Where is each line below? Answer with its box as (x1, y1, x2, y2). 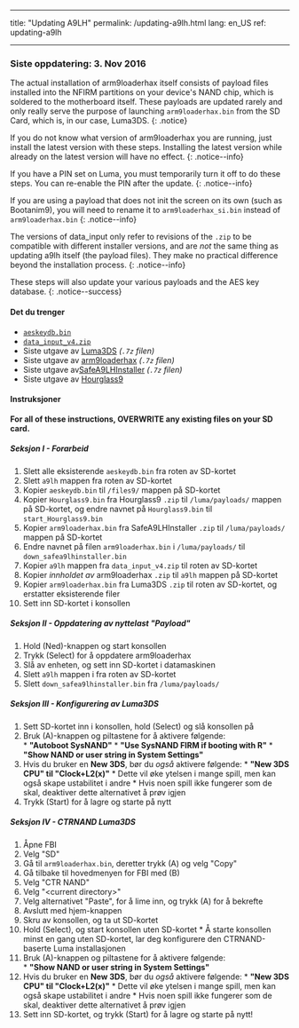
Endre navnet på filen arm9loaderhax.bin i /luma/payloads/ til (22, 541, 246, 551)
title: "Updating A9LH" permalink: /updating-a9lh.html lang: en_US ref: (10, 18, 267, 28)
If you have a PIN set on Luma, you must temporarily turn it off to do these (10, 169, 281, 179)
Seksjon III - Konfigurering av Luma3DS (10, 699, 159, 709)
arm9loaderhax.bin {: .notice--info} (10, 214, 137, 225)
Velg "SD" (22, 849, 60, 859)
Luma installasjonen (52, 943, 127, 953)
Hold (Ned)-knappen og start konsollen (22, 640, 167, 651)
